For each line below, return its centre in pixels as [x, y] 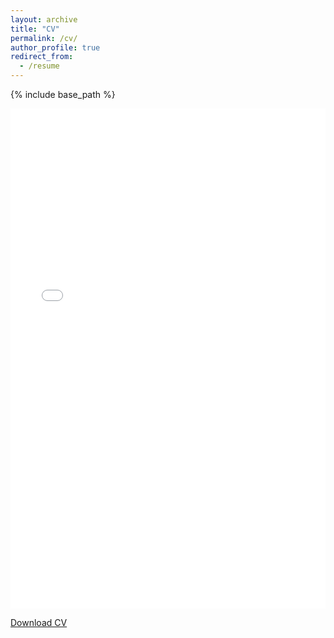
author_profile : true [55, 47]
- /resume [39, 66]
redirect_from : [42, 57]
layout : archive [44, 19]
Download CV [39, 622]
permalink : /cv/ [44, 38]
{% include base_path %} [63, 94]
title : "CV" [35, 29]
